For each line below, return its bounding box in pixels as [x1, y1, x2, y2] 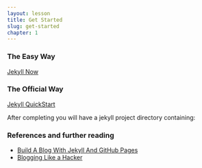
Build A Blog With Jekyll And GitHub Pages [16, 146, 138, 154]
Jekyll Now [7, 67, 39, 75]
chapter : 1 [7, 29, 38, 36]
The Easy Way [7, 52, 56, 62]
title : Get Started [7, 16, 63, 23]
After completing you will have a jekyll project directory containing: [7, 113, 196, 121]
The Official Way [7, 84, 64, 94]
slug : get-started [7, 23, 60, 29]
